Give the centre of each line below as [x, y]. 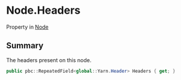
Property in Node [28, 27]
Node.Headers [43, 10]
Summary [25, 46]
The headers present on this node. [49, 60]
